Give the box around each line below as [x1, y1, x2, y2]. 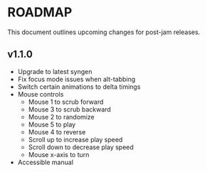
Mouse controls [17, 90, 64, 98]
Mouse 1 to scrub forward [28, 97, 104, 106]
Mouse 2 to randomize [28, 112, 95, 121]
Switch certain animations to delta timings [17, 82, 141, 91]
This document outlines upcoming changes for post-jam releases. [7, 28, 201, 36]
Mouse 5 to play [28, 120, 76, 129]
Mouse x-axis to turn [28, 150, 90, 158]
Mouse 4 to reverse [28, 127, 86, 136]
